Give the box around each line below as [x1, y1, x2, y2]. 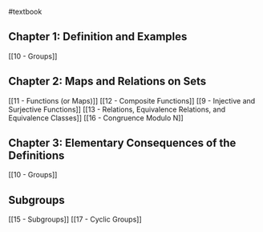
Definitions [8, 149, 65, 163]
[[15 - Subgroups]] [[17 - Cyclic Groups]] [8, 214, 142, 224]
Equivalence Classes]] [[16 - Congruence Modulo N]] [8, 112, 184, 123]
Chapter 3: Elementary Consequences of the [8, 136, 237, 150]
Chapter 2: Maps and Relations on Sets [8, 75, 207, 88]
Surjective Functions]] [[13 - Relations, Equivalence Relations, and [8, 104, 226, 114]
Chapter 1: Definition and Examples [8, 30, 188, 43]
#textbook [8, 7, 42, 16]
